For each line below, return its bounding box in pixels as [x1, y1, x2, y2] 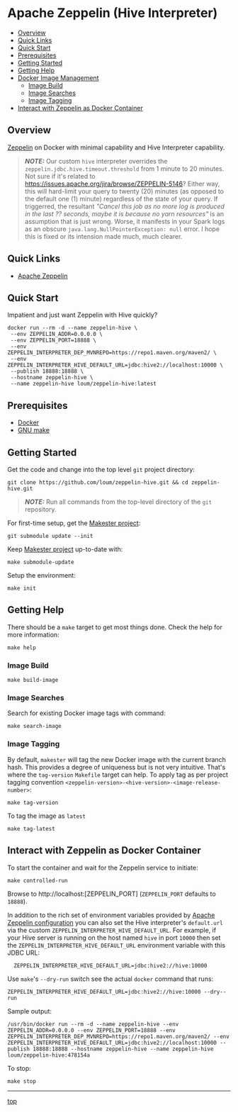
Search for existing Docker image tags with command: [7, 709, 166, 717]
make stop [7, 1077, 37, 1085]
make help [7, 644, 37, 651]
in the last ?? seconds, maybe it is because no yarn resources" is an [24, 209, 225, 218]
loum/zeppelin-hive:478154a [7, 1051, 91, 1059]
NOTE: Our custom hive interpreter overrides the [24, 157, 168, 165]
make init [7, 585, 37, 592]
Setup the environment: [7, 571, 76, 579]
